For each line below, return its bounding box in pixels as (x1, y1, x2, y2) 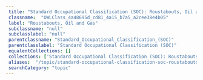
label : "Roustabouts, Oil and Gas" (8, 20, 98, 26)
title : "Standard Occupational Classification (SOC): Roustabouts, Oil (8, 8, 193, 15)
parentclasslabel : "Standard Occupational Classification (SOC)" (8, 43, 177, 49)
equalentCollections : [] (8, 48, 71, 54)
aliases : (8, 59, 31, 65)
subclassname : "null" (8, 25, 63, 32)
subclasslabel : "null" (8, 31, 66, 37)
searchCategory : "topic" (8, 64, 71, 71)
